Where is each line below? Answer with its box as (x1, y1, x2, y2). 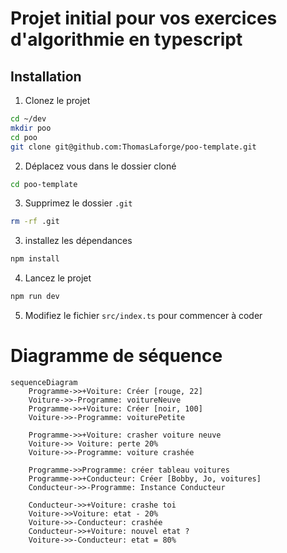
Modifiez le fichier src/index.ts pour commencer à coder (24, 310, 263, 321)
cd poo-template (10, 179, 78, 189)
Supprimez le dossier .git (24, 197, 133, 209)
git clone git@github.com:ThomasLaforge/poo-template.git (10, 142, 257, 152)
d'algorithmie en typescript (10, 28, 243, 51)
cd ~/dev (10, 114, 47, 124)
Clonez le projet (24, 95, 91, 106)
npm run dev (10, 292, 60, 302)
